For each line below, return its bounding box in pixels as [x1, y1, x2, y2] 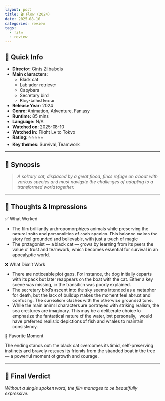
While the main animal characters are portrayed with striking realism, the [12, 302, 160, 308]
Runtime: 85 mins [12, 113, 49, 119]
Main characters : [12, 71, 48, 77]
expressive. [5, 390, 28, 397]
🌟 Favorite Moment [5, 333, 44, 339]
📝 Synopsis [5, 161, 40, 169]
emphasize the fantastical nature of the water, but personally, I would [12, 313, 152, 319]
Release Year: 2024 [12, 102, 53, 108]
